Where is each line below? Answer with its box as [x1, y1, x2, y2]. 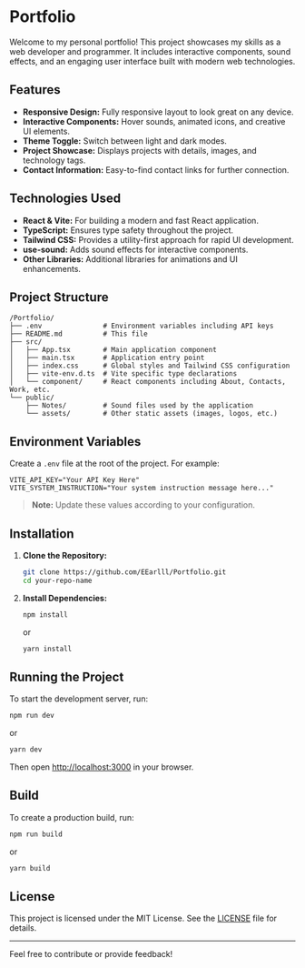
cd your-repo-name [22, 576, 93, 585]
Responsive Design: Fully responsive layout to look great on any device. [22, 106, 294, 117]
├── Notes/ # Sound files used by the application [25, 401, 254, 410]
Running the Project [9, 669, 124, 684]
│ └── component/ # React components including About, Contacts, [9, 378, 286, 387]
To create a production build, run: [9, 812, 134, 822]
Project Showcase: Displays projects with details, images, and [22, 145, 257, 156]
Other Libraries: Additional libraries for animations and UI [22, 253, 238, 265]
